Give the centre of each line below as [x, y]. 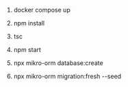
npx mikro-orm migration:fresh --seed [67, 76]
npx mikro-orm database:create [59, 63]
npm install [29, 23]
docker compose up [42, 10]
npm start [27, 50]
